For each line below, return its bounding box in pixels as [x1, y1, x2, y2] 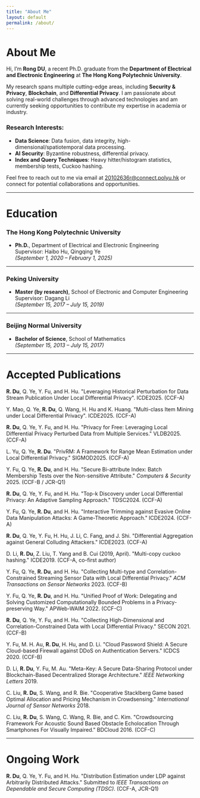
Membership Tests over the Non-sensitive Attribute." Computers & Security [6, 472, 191, 479]
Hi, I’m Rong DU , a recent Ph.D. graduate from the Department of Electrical [6, 65, 192, 72]
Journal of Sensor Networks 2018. [6, 702, 90, 709]
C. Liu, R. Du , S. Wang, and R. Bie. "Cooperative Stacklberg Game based [6, 689, 183, 696]
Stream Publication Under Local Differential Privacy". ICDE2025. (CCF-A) [6, 394, 185, 401]
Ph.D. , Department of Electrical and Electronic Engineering [14, 242, 159, 249]
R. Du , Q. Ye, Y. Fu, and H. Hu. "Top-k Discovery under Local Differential [6, 490, 183, 497]
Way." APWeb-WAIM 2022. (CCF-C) [33, 605, 123, 612]
